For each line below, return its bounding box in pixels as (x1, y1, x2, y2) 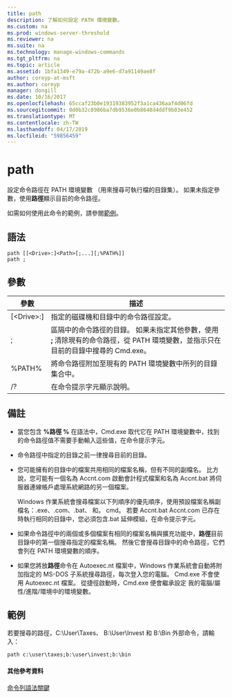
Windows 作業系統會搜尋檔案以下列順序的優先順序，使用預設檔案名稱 (17, 497, 215, 505)
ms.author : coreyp (7, 81, 60, 88)
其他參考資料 (7, 667, 43, 675)
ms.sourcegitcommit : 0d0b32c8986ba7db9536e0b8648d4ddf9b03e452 (7, 106, 193, 113)
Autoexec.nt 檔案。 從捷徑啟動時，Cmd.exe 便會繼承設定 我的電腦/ (25, 578, 215, 587)
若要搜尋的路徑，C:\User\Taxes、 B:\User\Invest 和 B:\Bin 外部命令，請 (7, 629, 209, 637)
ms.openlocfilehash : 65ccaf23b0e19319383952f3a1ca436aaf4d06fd (7, 100, 193, 107)
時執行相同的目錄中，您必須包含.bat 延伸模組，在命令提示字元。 (17, 514, 200, 522)
